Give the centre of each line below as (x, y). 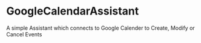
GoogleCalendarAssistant (73, 11)
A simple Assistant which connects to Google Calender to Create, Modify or (100, 28)
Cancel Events (24, 34)
